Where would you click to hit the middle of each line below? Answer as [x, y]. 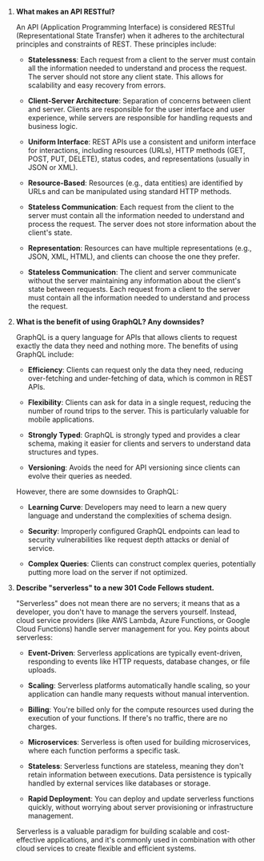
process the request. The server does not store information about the [142, 224]
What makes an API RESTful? [65, 12]
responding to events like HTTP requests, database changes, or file [139, 661]
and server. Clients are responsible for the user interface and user [136, 109]
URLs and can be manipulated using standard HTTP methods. [130, 191]
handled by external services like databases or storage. [119, 783]
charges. [42, 726]
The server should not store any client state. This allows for [126, 77]
